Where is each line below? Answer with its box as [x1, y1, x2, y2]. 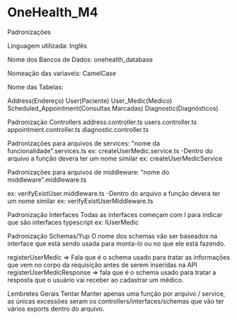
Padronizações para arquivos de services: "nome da [7, 139, 161, 148]
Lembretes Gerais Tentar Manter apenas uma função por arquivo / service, [7, 289, 226, 298]
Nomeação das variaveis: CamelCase [7, 69, 117, 77]
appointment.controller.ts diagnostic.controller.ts [7, 125, 149, 133]
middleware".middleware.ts [7, 175, 87, 184]
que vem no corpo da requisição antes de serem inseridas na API [7, 260, 198, 269]
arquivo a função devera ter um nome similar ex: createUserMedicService [7, 154, 223, 162]
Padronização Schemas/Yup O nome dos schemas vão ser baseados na [7, 231, 218, 240]
